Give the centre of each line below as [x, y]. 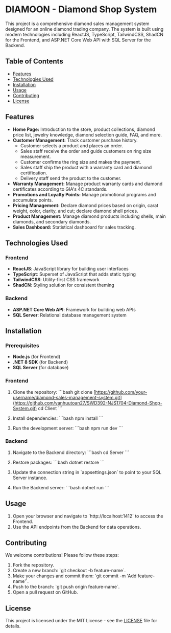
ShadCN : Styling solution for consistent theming [64, 285]
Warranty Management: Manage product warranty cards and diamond [88, 184]
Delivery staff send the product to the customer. [71, 178]
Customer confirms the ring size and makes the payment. [81, 162]
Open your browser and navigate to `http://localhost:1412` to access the [88, 516]
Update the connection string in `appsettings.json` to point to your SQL [87, 472]
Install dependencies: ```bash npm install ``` [58, 418]
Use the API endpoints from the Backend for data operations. [77, 527]
